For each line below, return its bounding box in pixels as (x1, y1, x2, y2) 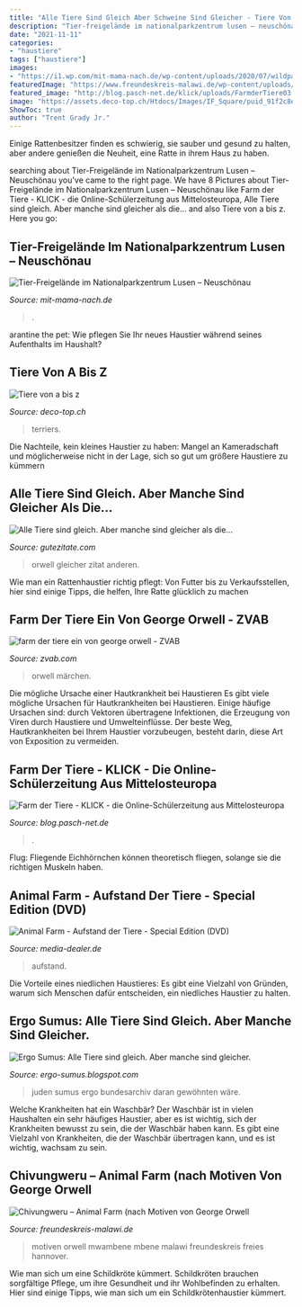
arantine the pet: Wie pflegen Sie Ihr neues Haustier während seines (9, 329, 262, 340)
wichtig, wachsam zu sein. (9, 1141, 108, 1152)
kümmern (9, 460, 45, 470)
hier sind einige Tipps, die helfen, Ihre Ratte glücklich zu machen (9, 586, 249, 596)
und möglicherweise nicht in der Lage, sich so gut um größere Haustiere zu (9, 451, 289, 461)
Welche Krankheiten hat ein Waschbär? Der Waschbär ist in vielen (9, 1104, 254, 1115)
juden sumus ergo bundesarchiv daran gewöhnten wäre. (31, 1086, 241, 1097)
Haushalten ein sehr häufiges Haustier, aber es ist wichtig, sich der (9, 1113, 258, 1124)
